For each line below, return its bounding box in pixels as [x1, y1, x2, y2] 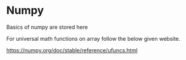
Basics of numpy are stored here [6, 23, 88, 31]
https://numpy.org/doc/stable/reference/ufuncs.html [6, 46, 138, 54]
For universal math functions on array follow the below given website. [6, 35, 181, 42]
